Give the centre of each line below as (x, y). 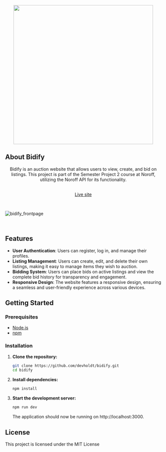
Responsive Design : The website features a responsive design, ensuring (87, 282)
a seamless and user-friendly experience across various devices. (79, 287)
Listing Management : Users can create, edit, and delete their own (80, 261)
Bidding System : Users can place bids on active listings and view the (83, 271)
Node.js (20, 328)
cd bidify (23, 370)
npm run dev (25, 407)
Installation (19, 346)
